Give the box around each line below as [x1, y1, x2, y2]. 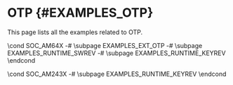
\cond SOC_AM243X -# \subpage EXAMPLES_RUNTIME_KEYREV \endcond [7, 70, 227, 78]
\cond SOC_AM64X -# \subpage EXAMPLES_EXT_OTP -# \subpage [7, 41, 203, 49]
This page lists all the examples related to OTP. [7, 28, 143, 36]
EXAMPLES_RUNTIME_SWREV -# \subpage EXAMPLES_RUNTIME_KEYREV [7, 49, 226, 57]
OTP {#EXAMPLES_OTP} [7, 5, 154, 21]
